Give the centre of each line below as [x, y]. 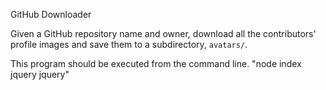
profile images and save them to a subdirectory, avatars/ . [129, 44]
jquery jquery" [40, 74]
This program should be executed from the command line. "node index [156, 63]
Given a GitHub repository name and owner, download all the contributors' [163, 33]
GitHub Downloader [51, 14]
